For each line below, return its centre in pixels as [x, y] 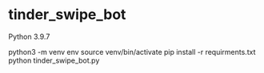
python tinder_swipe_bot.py [54, 60]
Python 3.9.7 [29, 36]
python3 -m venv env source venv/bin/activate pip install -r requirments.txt [132, 52]
